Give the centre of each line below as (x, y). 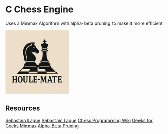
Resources (23, 108)
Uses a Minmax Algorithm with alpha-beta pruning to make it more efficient (84, 23)
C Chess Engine (39, 9)
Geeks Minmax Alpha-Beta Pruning (42, 126)
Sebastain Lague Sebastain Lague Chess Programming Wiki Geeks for (79, 120)
